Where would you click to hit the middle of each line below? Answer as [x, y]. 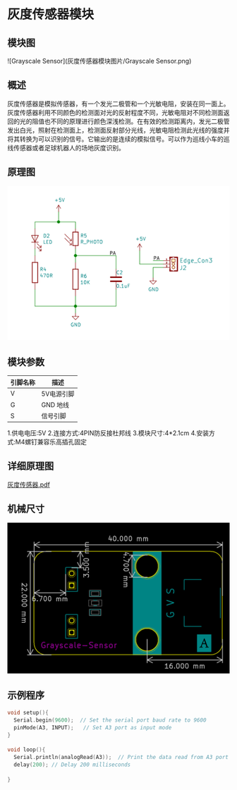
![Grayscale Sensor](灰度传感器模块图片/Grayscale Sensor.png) [99, 61]
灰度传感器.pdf [29, 485]
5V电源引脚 [58, 394]
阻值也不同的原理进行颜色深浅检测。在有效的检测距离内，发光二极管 [130, 121]
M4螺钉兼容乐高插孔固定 [51, 442]
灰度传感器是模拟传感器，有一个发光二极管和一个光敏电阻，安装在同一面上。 [119, 104]
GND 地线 [55, 405]
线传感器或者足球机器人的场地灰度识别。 [66, 147]
